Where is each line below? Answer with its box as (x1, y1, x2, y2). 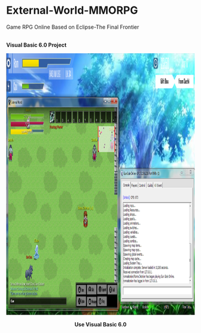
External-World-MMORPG (6, 4, 138, 17)
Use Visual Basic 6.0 (74, 320, 127, 328)
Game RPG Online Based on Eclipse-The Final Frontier (6, 23, 139, 30)
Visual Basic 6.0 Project (6, 41, 67, 48)
